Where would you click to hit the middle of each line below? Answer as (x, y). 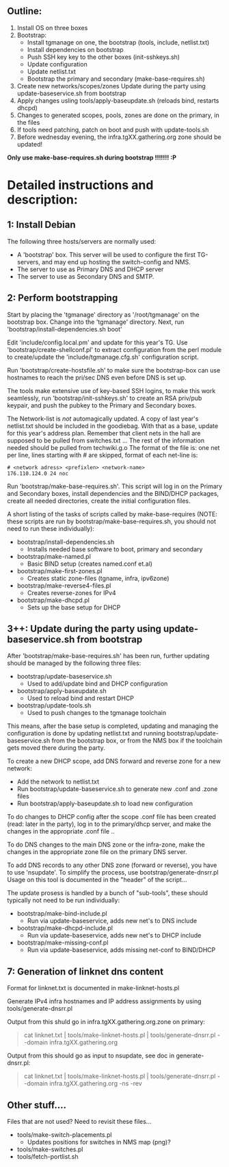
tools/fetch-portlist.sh (48, 1157)
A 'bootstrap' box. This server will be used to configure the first (106, 254)
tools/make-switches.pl (50, 1149)
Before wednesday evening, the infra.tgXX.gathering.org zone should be (119, 137)
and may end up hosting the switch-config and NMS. (117, 262)
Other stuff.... (37, 1105)
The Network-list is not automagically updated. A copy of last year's (103, 418)
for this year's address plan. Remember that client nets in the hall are (104, 433)
